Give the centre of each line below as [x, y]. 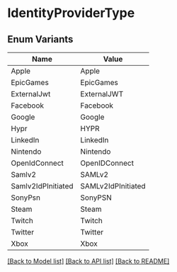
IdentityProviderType [71, 13]
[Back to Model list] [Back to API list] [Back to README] [88, 261]
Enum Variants [40, 39]
